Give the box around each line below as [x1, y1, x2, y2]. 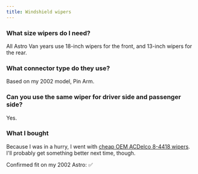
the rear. [6, 49, 27, 56]
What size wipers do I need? [6, 28, 91, 37]
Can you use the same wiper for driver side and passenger [6, 93, 181, 101]
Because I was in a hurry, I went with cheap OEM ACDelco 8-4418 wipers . [6, 143, 190, 150]
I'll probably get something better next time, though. [6, 149, 136, 156]
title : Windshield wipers [6, 8, 71, 15]
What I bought [6, 129, 49, 138]
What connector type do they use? [6, 64, 110, 72]
